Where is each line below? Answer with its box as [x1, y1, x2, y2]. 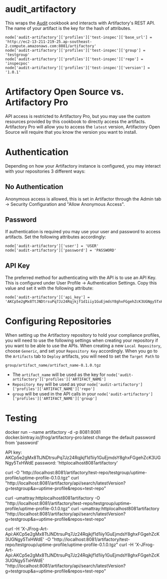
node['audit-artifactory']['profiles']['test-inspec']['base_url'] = [5, 35, 153, 40]
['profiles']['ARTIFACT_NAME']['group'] [12, 396, 97, 401]
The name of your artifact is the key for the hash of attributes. [5, 25, 132, 31]
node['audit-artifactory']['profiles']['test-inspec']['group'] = [5, 48, 146, 53]
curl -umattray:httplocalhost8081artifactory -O [5, 495, 100, 501]
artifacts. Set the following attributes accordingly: [5, 234, 106, 240]
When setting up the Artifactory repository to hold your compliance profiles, [5, 332, 161, 338]
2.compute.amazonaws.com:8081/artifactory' [5, 43, 97, 48]
